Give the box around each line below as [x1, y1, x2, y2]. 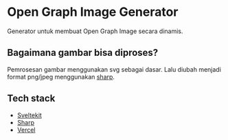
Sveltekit [16, 111, 43, 119]
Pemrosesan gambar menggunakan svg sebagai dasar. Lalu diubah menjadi [7, 65, 222, 73]
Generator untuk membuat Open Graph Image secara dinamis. [7, 27, 183, 35]
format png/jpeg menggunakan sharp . [7, 72, 115, 81]
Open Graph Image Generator [7, 4, 179, 20]
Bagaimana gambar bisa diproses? [7, 47, 159, 59]
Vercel [16, 126, 36, 134]
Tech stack [7, 92, 56, 104]
